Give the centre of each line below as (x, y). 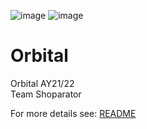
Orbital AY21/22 (42, 83)
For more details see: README (73, 113)
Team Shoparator (46, 94)
